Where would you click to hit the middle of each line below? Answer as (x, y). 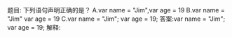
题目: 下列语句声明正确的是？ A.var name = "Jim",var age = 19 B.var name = (116, 10)
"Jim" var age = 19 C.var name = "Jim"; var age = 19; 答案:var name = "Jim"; (116, 19)
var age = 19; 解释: (34, 27)
